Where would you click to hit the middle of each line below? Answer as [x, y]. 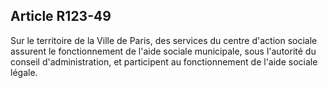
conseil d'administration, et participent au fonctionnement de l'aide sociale [164, 61]
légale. [24, 72]
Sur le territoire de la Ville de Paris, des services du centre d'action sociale [164, 40]
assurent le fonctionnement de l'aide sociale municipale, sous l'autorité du [163, 51]
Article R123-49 [61, 16]
